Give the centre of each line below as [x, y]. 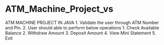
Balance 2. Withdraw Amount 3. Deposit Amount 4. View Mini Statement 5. [81, 33]
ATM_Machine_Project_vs [59, 9]
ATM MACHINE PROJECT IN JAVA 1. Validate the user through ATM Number [82, 22]
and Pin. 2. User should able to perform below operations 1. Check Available [82, 27]
